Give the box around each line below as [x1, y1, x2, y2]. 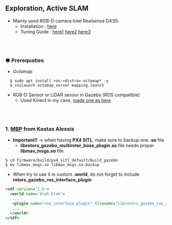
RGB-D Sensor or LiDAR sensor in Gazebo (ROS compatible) [12, 92, 140, 98]
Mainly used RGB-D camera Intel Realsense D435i [12, 17, 119, 24]
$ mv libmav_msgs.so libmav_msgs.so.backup [5, 162, 100, 168]
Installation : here [20, 23, 57, 29]
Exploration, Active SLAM [5, 4, 89, 13]
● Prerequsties [5, 56, 45, 64]
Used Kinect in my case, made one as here [20, 97, 111, 104]
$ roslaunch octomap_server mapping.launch [10, 83, 104, 88]
